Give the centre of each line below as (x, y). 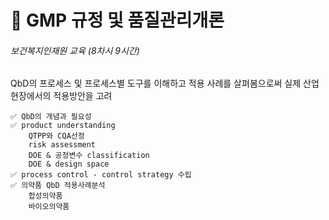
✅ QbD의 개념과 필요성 (51, 117)
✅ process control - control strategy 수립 (101, 175)
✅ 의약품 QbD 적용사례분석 (58, 186)
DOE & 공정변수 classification (89, 156)
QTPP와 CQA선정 (56, 136)
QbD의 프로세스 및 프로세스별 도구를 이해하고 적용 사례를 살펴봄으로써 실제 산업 (165, 83)
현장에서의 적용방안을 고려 (61, 96)
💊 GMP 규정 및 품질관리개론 (117, 20)
